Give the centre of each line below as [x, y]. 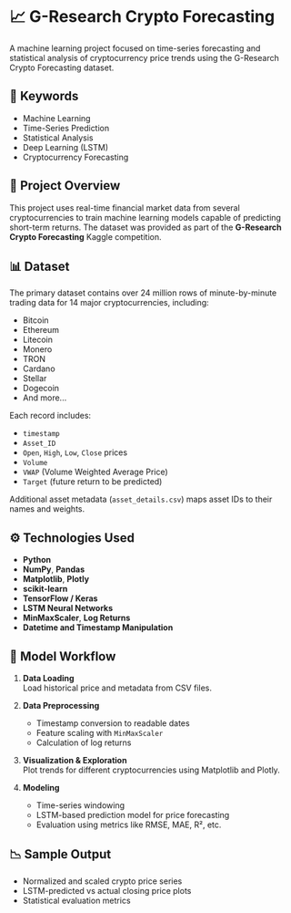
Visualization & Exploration [75, 760]
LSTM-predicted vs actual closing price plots [107, 890]
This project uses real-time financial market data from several [125, 207]
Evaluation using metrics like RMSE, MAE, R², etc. [129, 825]
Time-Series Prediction [66, 128]
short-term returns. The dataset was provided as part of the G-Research [145, 227]
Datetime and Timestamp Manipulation [98, 628]
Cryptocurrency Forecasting [75, 157]
